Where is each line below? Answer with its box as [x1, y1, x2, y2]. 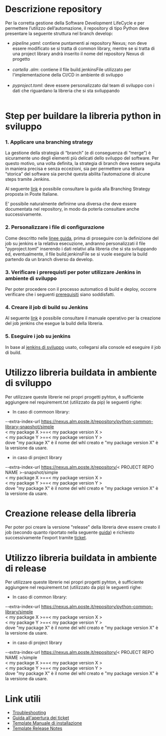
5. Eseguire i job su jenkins [5, 333, 71, 340]
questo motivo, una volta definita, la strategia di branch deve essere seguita [5, 161, 161, 166]
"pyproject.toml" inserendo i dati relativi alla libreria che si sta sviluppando [5, 245, 157, 251]
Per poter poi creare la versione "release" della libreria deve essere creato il [5, 524, 161, 530]
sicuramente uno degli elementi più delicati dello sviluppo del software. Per [5, 155, 159, 161]
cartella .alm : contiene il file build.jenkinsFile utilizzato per [12, 66, 131, 73]
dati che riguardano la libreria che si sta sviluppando [12, 87, 120, 93]
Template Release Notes [12, 726, 63, 732]
